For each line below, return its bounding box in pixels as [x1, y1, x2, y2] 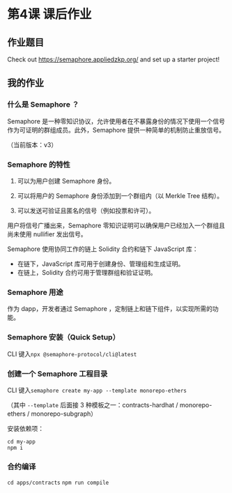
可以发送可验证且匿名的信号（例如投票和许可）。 [17, 206, 155, 215]
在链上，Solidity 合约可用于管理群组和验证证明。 [17, 268, 157, 276]
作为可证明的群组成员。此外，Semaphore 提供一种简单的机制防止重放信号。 [7, 126, 225, 134]
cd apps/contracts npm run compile [7, 479, 109, 487]
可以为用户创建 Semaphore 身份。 [17, 176, 116, 185]
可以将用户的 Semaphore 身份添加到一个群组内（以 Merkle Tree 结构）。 [17, 191, 224, 199]
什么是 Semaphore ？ [7, 100, 79, 109]
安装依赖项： [7, 424, 44, 432]
